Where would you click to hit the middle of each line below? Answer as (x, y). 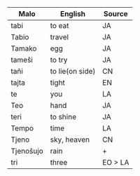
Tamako (24, 48)
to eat (59, 26)
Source (116, 14)
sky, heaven (70, 140)
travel (59, 37)
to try (59, 60)
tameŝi (22, 60)
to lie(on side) (73, 71)
